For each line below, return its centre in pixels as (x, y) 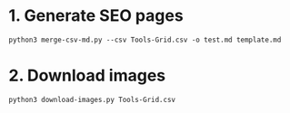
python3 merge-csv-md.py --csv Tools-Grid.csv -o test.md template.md (145, 40)
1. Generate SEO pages (96, 16)
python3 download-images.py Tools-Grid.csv (92, 99)
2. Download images (87, 75)
